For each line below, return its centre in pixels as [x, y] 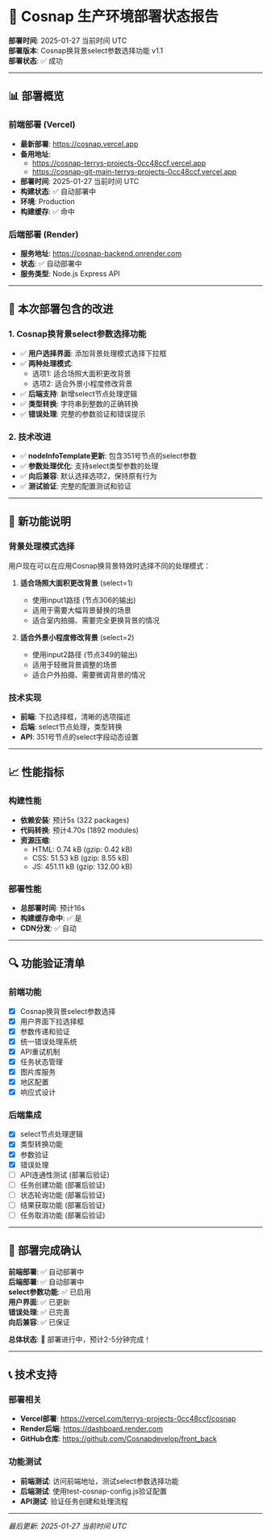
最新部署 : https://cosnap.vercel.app [79, 144]
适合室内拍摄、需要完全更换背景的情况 [96, 620]
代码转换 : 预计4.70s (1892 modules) [79, 830]
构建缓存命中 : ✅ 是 [51, 918]
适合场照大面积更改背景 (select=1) [76, 583]
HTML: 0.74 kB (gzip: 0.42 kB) [82, 849]
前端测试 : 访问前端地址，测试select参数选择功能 [99, 1481]
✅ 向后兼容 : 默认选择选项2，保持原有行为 [88, 476]
